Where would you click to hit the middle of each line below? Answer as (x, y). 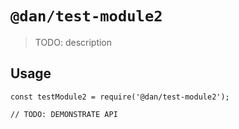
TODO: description (73, 42)
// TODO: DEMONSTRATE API (64, 114)
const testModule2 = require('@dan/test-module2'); (120, 97)
